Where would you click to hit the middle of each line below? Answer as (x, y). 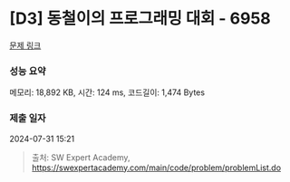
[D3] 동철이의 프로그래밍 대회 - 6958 (140, 19)
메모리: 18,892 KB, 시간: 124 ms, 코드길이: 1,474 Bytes (107, 92)
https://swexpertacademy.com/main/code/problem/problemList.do (156, 168)
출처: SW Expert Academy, (81, 157)
